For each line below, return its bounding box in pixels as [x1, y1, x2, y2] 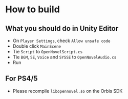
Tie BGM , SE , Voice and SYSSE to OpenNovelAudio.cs [12, 54, 117, 60]
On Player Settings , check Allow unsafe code [12, 37, 111, 44]
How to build [5, 4, 60, 15]
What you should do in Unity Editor [5, 24, 119, 33]
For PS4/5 [5, 74, 38, 83]
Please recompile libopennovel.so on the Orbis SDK [12, 88, 123, 94]
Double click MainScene [12, 43, 61, 49]
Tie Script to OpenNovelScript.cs [12, 49, 83, 54]
